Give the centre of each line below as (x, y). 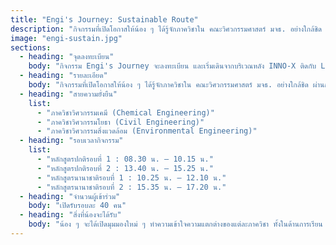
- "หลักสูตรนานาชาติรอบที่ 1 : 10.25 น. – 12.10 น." (131, 177)
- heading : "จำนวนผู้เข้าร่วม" (70, 196)
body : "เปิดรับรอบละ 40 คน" (77, 206)
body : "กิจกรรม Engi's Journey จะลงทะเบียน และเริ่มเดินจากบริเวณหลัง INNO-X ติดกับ (172, 66)
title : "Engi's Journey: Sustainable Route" (104, 19)
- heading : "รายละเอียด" (63, 76)
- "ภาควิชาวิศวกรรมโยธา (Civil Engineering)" (120, 122)
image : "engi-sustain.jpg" (66, 38)
